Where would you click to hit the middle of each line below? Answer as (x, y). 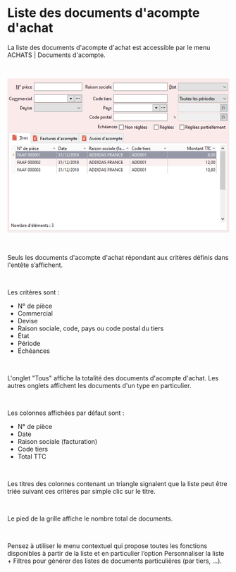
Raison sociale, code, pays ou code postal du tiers (91, 328)
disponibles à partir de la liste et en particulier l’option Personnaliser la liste (116, 553)
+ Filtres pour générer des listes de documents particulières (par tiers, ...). (114, 561)
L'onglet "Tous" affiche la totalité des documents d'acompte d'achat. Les (113, 378)
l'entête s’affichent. (35, 265)
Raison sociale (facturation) (57, 441)
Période (29, 343)
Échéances (34, 351)
